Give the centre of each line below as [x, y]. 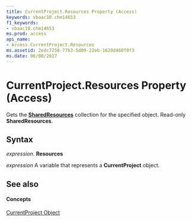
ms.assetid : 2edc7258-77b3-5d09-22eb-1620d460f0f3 [70, 51]
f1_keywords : [22, 23]
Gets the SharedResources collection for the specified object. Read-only [96, 114]
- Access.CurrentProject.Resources [50, 45]
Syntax [20, 140]
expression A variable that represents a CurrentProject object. [83, 165]
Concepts [18, 199]
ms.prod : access [26, 34]
